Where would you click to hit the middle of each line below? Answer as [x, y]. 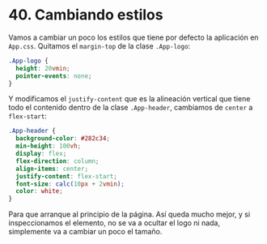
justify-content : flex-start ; [66, 176]
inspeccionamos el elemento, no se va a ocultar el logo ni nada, [114, 223]
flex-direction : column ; [57, 161]
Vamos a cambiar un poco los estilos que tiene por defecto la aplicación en [133, 37]
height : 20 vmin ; [43, 68]
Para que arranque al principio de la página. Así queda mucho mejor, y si [129, 214]
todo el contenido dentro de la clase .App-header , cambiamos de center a [131, 108]
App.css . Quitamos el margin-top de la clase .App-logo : [100, 45]
